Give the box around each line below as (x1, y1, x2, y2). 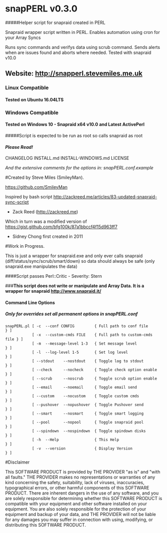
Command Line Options (5, 299, 55, 305)
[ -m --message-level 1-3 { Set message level (31, 341, 137, 346)
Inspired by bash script (5, 194, 52, 200)
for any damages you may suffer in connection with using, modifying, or (5, 517, 153, 523)
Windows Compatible (5, 109, 59, 116)
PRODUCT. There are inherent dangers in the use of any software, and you (5, 490, 159, 496)
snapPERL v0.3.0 (5, 3, 78, 14)
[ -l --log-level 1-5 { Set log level (31, 350, 128, 355)
